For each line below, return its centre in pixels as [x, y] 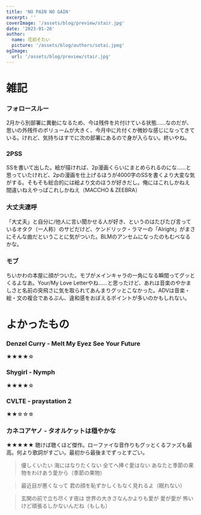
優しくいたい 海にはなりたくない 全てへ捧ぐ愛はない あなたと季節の [105, 465]
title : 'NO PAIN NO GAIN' [38, 12]
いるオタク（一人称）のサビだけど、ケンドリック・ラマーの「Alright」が [95, 229]
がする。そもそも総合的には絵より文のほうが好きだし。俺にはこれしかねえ [98, 183]
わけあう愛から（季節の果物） [68, 473]
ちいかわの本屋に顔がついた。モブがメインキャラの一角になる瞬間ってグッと [101, 275]
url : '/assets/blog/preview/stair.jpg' [61, 57]
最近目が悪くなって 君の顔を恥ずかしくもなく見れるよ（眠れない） [103, 486]
